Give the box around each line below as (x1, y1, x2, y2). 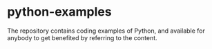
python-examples (7, 4, 112, 20)
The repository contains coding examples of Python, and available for (7, 27, 206, 35)
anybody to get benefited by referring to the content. (7, 33, 157, 42)
